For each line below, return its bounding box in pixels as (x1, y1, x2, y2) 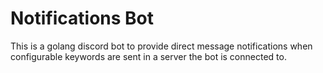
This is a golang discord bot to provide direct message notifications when (10, 40, 313, 52)
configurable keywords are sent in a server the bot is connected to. (10, 50, 287, 62)
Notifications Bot (10, 7, 155, 30)
